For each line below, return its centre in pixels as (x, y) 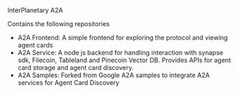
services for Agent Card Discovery (68, 83)
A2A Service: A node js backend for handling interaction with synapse (120, 53)
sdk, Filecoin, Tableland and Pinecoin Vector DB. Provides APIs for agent (124, 60)
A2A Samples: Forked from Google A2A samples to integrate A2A (114, 75)
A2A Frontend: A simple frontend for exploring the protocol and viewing (123, 37)
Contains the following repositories (59, 24)
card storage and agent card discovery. (76, 67)
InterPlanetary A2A (35, 10)
